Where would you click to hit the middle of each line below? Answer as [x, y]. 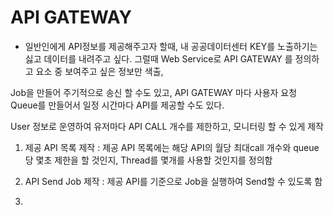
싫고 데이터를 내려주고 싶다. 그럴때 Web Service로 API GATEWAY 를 [158, 58]
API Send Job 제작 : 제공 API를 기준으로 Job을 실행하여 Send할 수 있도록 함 [173, 181]
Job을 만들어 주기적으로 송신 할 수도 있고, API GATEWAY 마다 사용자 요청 [154, 92]
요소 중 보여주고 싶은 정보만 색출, [99, 71]
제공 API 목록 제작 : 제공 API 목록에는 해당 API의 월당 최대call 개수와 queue [172, 147]
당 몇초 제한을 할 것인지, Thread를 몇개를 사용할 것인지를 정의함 [148, 160]
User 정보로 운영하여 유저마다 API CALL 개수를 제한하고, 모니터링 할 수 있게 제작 [167, 126]
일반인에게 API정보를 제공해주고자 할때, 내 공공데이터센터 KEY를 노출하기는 [171, 46]
